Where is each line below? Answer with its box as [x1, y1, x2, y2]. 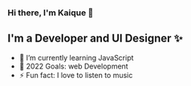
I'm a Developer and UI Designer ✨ [7, 32, 183, 45]
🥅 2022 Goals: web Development [18, 61, 129, 71]
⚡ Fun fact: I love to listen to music [18, 70, 133, 80]
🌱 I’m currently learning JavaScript [18, 53, 134, 62]
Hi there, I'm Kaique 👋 [7, 7, 94, 18]
